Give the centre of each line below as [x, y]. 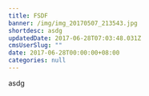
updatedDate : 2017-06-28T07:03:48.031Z [75, 38]
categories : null [37, 61]
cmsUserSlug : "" [35, 46]
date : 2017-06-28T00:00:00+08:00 [64, 53]
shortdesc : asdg [35, 30]
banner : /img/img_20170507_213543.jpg [73, 23]
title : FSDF [28, 16]
